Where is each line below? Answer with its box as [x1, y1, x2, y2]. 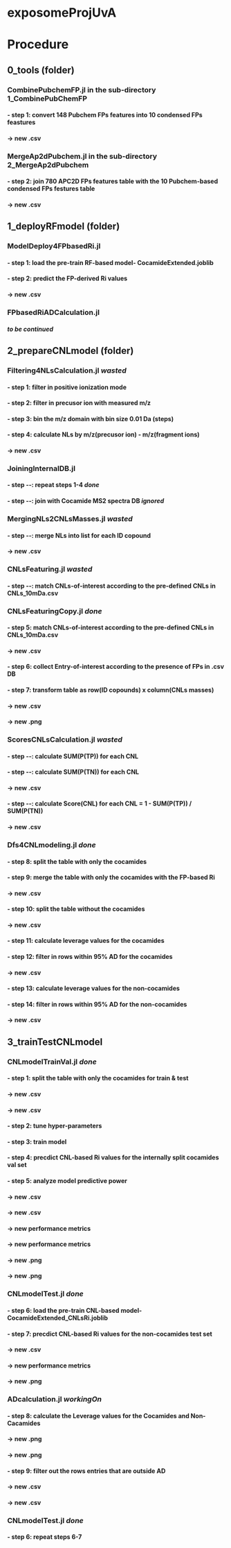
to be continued [7, 325, 54, 333]
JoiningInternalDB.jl [7, 463, 76, 473]
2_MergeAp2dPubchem [7, 160, 89, 169]
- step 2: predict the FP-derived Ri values [7, 274, 128, 282]
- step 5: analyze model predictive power [7, 1176, 128, 1184]
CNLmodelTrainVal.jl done [7, 1057, 97, 1066]
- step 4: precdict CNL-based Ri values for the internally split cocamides [7, 1153, 219, 1162]
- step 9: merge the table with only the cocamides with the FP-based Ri [7, 873, 216, 882]
